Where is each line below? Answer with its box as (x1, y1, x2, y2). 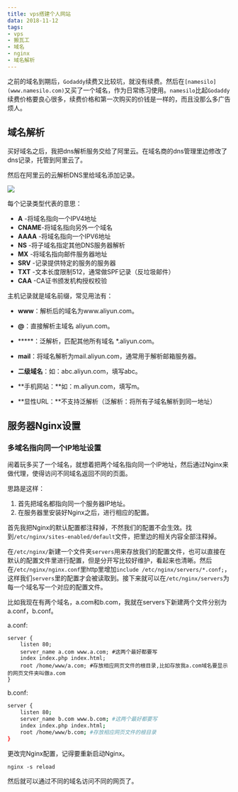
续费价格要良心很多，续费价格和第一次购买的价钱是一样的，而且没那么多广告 (7, 94, 231, 103)
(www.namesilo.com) (7, 87, 65, 94)
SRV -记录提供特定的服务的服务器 (17, 259, 116, 267)
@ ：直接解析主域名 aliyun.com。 (17, 321, 114, 330)
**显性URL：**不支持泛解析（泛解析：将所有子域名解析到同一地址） (17, 397, 217, 406)
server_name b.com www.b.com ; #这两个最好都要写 (20, 715, 158, 722)
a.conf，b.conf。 (7, 607, 58, 615)
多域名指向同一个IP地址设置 (7, 443, 101, 452)
